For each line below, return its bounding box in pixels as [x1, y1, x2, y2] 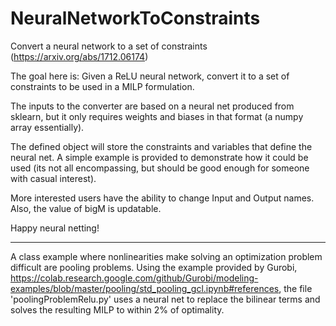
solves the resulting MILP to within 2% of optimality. [10, 303, 225, 316]
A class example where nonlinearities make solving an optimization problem [10, 250, 323, 262]
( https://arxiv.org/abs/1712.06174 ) [10, 50, 149, 62]
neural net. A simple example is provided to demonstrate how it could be [10, 151, 309, 163]
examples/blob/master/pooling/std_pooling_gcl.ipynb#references [10, 282, 280, 294]
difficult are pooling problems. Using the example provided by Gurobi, [10, 261, 298, 273]
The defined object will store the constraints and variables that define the [10, 140, 313, 152]
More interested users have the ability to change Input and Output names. [10, 192, 315, 204]
